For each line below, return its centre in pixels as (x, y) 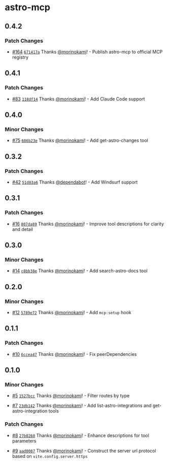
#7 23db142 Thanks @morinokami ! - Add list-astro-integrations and (82, 406)
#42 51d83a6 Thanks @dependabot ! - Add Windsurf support (75, 182)
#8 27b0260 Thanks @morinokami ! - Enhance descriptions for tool (80, 435)
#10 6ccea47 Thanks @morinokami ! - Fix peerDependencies (74, 354)
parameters (24, 441)
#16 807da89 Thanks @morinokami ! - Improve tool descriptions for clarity (88, 224)
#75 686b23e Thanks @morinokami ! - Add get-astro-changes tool (80, 140)
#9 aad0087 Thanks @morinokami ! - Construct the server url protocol (84, 451)
